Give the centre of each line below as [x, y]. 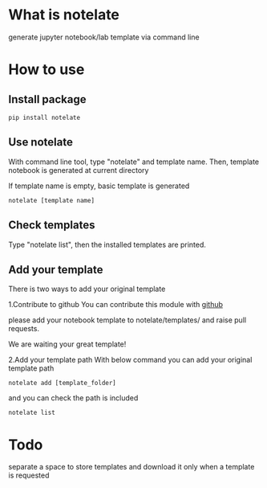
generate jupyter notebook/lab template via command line [104, 37]
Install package [47, 99]
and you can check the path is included [73, 398]
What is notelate [64, 15]
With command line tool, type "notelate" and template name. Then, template [134, 162]
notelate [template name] [51, 200]
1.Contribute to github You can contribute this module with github [115, 305]
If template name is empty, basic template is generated [99, 186]
